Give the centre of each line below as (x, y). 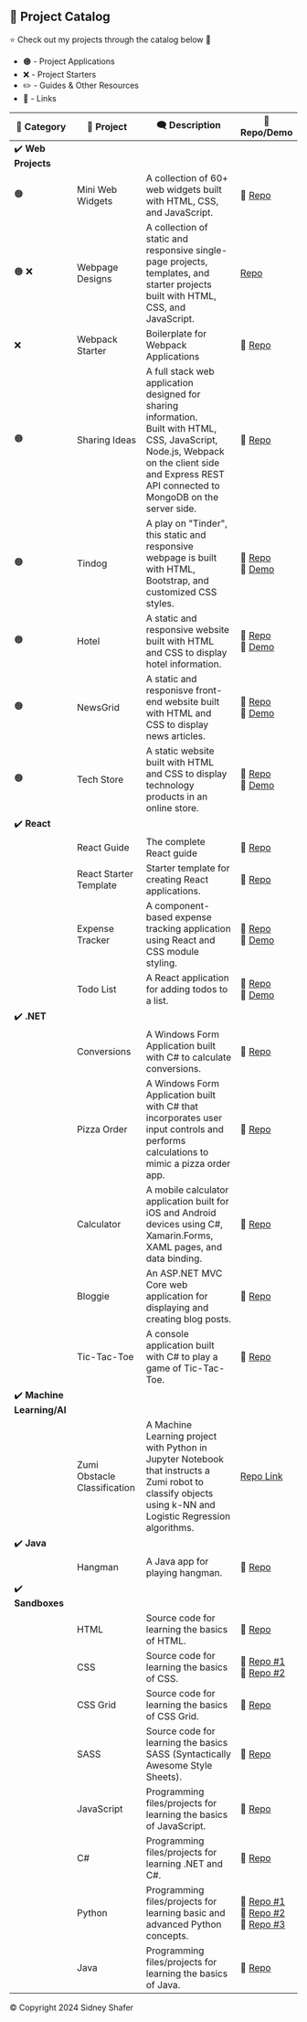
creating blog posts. (189, 1319)
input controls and (185, 1129)
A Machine (169, 1425)
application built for (187, 1201)
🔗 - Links (39, 98)
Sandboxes (39, 1603)
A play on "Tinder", (187, 523)
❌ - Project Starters (59, 74)
